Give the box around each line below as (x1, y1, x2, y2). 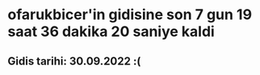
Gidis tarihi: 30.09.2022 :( (7, 54, 141, 68)
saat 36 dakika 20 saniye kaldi (7, 22, 215, 41)
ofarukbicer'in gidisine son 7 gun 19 (7, 6, 252, 24)
